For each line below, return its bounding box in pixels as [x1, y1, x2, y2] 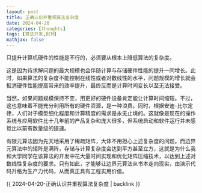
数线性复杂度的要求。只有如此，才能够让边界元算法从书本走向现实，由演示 [6, 160, 191, 167]
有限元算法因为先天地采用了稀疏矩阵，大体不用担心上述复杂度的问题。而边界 [6, 138, 196, 144]
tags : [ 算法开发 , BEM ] [6, 31, 57, 37]
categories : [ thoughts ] [6, 25, 66, 32]
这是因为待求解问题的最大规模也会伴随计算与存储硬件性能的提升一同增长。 [6, 67, 191, 74]
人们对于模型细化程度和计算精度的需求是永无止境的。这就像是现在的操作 [16, 109, 196, 117]
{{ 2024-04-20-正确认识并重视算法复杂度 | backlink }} [6, 180, 141, 187]
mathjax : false [6, 37, 44, 43]
